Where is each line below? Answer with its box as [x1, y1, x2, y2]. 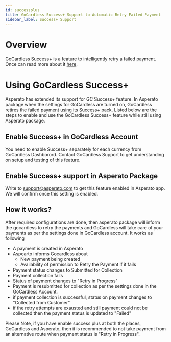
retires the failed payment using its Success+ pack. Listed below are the [5, 107, 157, 113]
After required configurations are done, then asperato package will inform [5, 219, 160, 225]
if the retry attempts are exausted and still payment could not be [12, 305, 148, 311]
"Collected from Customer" [12, 299, 70, 305]
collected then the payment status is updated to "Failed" [12, 310, 132, 316]
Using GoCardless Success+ [5, 79, 129, 91]
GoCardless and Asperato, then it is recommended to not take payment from [5, 325, 166, 332]
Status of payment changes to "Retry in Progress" [12, 278, 118, 284]
